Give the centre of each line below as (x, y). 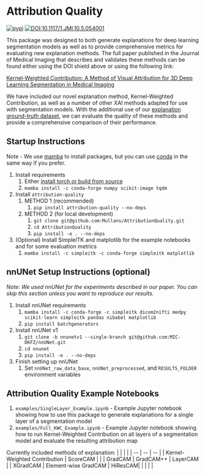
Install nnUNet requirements (50, 305)
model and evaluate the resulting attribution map (76, 441)
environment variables (52, 374)
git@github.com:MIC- (155, 337)
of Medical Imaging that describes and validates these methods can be (96, 59)
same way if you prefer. (36, 163)
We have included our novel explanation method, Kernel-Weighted (90, 96)
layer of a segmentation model (54, 421)
